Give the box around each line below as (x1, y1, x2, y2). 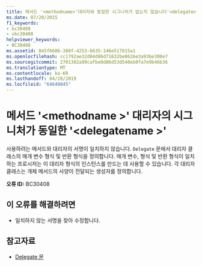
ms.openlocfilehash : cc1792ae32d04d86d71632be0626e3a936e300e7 (6, 53, 168, 59)
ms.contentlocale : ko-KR (6, 70, 69, 76)
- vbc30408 (6, 31, 34, 37)
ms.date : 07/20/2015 (6, 14, 58, 20)
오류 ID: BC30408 (6, 180, 50, 187)
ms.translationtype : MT (6, 64, 66, 71)
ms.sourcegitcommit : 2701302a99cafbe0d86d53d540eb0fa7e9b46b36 (6, 59, 168, 65)
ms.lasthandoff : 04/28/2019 (6, 76, 77, 82)
